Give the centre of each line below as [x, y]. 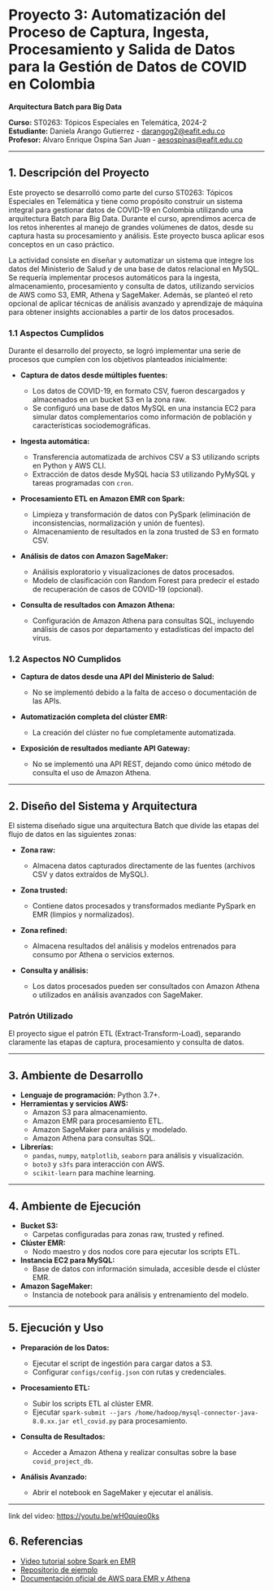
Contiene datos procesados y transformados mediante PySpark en [144, 906]
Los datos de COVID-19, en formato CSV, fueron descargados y [139, 391]
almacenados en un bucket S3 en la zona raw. [109, 399]
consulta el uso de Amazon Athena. [92, 773]
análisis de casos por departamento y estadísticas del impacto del [143, 630]
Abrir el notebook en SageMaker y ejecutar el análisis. [123, 1492]
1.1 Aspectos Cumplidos [56, 333]
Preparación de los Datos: [65, 1347]
